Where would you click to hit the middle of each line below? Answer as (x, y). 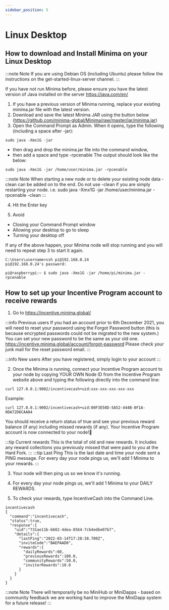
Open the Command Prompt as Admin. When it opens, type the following (88, 125)
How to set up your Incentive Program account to (84, 293)
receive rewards (31, 301)
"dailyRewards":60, (44, 552)
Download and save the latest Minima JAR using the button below (81, 115)
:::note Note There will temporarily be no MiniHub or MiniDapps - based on (83, 592)
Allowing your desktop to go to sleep (51, 230)
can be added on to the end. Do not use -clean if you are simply (84, 184)
